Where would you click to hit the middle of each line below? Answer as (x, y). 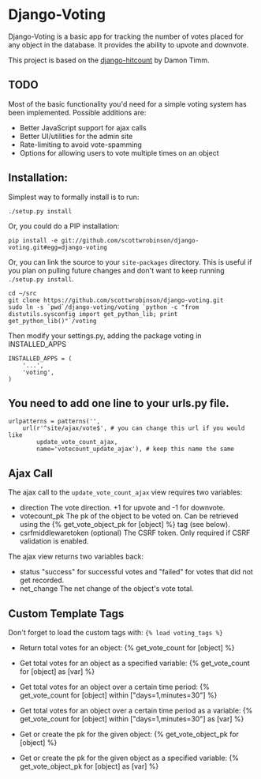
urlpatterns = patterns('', (54, 421)
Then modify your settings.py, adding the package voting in (105, 335)
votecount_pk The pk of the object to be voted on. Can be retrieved (129, 516)
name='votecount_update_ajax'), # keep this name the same (136, 449)
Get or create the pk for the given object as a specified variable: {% (129, 758)
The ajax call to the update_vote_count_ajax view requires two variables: (125, 492)
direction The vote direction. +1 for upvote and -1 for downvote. (122, 508)
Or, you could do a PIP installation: (64, 226)
